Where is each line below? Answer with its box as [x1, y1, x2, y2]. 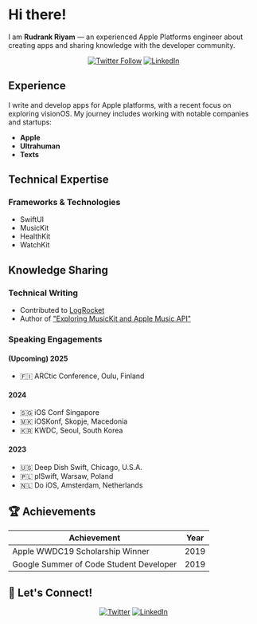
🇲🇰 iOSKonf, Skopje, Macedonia [19, 417, 128, 426]
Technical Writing [8, 287, 78, 298]
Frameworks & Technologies [8, 197, 121, 208]
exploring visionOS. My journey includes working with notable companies [8, 109, 249, 118]
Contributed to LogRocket [19, 306, 105, 315]
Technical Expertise [8, 173, 109, 187]
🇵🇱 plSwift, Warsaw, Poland [19, 471, 114, 480]
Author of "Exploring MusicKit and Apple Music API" [19, 314, 191, 324]
